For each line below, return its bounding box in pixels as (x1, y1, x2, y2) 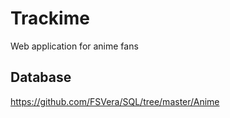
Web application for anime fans (10, 40, 139, 52)
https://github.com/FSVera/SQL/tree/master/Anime (10, 95, 220, 107)
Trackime (10, 7, 90, 30)
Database (10, 69, 72, 86)
